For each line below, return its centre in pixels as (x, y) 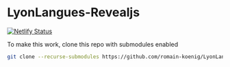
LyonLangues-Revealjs (74, 13)
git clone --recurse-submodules (53, 57)
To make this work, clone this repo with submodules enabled (93, 44)
